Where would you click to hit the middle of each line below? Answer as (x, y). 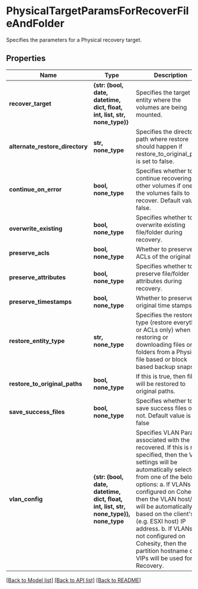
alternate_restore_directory (49, 146)
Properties (26, 58)
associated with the (163, 440)
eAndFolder (35, 23)
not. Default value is (164, 415)
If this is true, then (161, 376)
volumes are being (161, 107)
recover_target (30, 103)
